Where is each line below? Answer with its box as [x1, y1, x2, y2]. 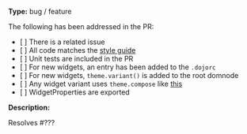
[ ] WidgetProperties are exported [19, 87, 131, 97]
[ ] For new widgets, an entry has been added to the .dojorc [19, 62, 216, 72]
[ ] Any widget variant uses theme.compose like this [19, 79, 183, 88]
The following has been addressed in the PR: [8, 22, 154, 31]
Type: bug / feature [8, 7, 73, 16]
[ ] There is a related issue [19, 37, 105, 47]
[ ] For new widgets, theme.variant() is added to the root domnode [19, 71, 239, 80]
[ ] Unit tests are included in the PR [19, 54, 134, 63]
